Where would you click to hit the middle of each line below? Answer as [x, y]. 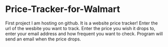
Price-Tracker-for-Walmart [63, 9]
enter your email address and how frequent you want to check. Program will [84, 33]
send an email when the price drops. [43, 39]
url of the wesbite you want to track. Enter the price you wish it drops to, [80, 28]
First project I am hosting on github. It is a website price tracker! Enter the [81, 23]
